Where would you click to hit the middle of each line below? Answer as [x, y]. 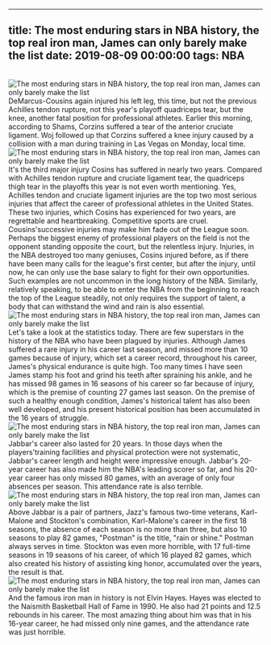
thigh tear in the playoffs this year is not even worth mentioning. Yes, [122, 186]
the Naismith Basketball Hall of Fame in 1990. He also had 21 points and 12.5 [134, 606]
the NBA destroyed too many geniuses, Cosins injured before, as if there [129, 255]
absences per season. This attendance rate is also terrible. [106, 486]
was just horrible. [37, 632]
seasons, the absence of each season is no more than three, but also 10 [128, 529]
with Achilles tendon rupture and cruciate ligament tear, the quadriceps [126, 177]
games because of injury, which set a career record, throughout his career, [133, 358]
